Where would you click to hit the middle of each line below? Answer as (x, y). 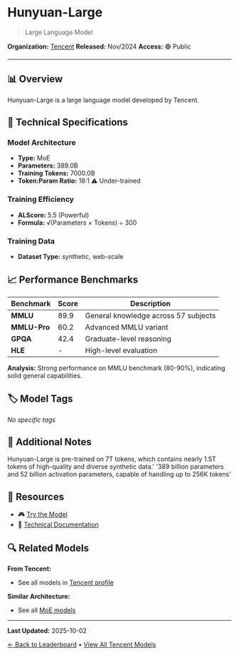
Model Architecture (42, 143)
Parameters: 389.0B (48, 166)
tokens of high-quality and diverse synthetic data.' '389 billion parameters (116, 467)
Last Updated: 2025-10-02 (47, 631)
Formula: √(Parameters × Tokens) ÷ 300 (77, 223)
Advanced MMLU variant (127, 327)
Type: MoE (34, 158)
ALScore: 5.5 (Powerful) (53, 215)
